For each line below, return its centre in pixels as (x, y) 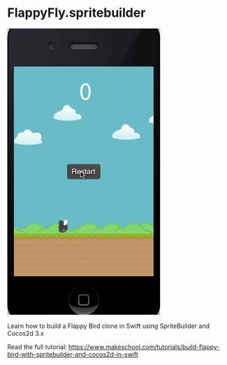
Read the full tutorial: (37, 347)
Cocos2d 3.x (25, 333)
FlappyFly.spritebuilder (76, 13)
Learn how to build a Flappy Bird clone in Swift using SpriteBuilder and (109, 326)
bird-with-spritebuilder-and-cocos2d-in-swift (73, 354)
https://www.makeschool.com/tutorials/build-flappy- (144, 347)
